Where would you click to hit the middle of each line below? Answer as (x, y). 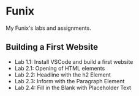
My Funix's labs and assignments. (48, 28)
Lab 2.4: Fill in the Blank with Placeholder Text (73, 87)
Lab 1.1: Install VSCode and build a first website (74, 61)
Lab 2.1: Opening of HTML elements (60, 68)
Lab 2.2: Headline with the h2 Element (63, 75)
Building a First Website (52, 47)
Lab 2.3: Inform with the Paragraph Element (69, 81)
